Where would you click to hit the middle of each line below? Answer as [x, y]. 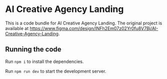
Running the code [33, 49]
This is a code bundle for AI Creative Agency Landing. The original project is [84, 23]
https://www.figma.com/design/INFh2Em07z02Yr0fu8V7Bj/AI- [94, 28]
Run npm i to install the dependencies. [44, 61]
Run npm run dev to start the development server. [56, 71]
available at [17, 28]
